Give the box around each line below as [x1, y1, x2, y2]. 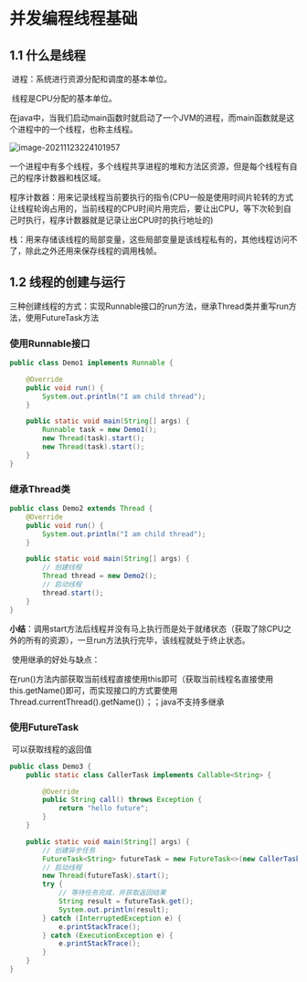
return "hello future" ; [58, 804, 149, 813]
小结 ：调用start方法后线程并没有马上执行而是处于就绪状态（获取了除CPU [9, 623, 284, 634]
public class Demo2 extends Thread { [9, 504, 153, 513]
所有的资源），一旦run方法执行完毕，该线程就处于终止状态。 [25, 634, 250, 645]
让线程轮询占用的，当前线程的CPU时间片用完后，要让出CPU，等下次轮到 [9, 203, 284, 214]
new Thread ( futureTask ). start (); [42, 871, 170, 881]
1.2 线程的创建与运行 [9, 275, 126, 290]
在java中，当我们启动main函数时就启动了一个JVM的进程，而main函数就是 [9, 112, 287, 123]
